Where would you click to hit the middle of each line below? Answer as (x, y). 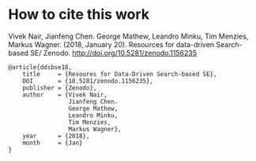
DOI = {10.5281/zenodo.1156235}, (88, 81)
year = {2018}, (56, 136)
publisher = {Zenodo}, (60, 88)
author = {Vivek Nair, (65, 95)
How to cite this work (79, 15)
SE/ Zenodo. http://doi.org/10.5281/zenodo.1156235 (114, 53)
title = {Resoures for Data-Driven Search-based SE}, (120, 74)
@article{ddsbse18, (40, 67)
